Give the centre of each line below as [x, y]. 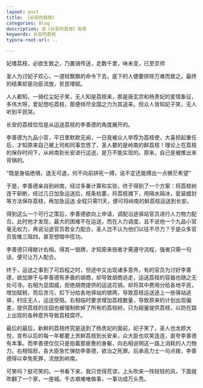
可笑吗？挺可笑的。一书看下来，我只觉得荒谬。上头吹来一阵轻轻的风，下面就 [101, 371]
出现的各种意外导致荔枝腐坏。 [48, 315]
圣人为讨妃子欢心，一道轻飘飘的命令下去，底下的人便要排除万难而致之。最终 [101, 76]
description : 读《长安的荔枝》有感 [46, 29]
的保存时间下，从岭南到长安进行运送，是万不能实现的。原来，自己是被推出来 [101, 153]
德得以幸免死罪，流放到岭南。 [43, 358]
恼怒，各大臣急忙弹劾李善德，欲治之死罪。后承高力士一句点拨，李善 [112, 351]
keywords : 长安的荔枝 [31, 35]
